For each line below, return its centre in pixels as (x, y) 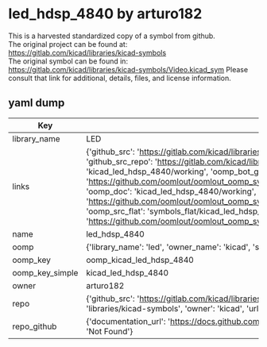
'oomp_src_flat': (116, 211)
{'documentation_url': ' (128, 321)
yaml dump (37, 103)
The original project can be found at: (68, 44)
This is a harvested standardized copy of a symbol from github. (112, 36)
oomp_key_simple (45, 272)
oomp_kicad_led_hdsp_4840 (140, 260)
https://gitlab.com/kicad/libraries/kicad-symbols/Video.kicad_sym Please (128, 69)
